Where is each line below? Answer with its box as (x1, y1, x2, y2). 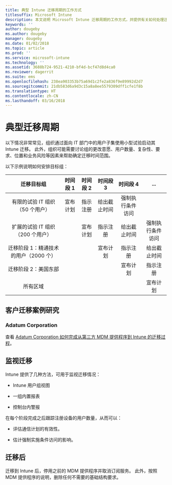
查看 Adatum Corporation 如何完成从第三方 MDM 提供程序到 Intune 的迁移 (5, 334, 161, 340)
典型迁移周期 (5, 122, 60, 133)
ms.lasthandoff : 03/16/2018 (5, 98, 66, 103)
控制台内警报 (12, 403, 40, 410)
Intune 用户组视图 (12, 382, 50, 388)
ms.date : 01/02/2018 (5, 41, 50, 46)
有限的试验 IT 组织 (12, 198, 55, 206)
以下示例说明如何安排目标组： (5, 164, 68, 170)
